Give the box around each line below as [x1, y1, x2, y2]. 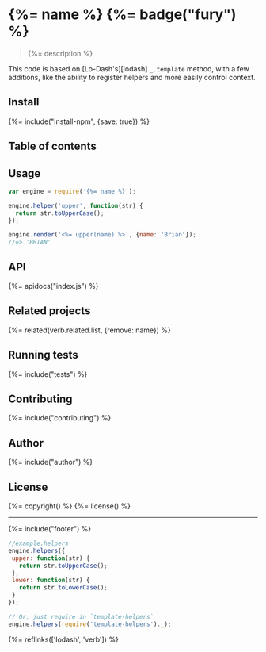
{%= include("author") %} [8, 458, 93, 467]
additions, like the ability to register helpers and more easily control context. [8, 72, 256, 82]
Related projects [8, 304, 91, 318]
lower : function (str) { [11, 577, 90, 585]
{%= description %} [27, 48, 93, 58]
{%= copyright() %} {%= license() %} [8, 501, 131, 511]
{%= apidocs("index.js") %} [8, 282, 99, 291]
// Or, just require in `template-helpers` [8, 612, 154, 620]
